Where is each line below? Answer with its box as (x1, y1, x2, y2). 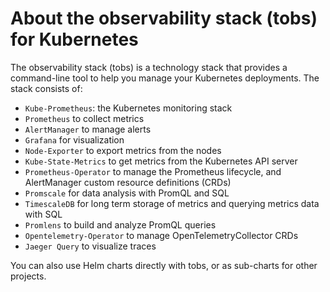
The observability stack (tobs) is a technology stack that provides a (10, 61, 288, 73)
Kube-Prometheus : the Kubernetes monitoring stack (24, 102, 233, 114)
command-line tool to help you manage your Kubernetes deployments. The (10, 72, 320, 84)
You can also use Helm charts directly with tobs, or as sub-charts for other (10, 259, 318, 271)
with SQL (24, 208, 63, 220)
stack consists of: (10, 82, 83, 94)
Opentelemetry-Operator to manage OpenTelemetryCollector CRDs (24, 229, 299, 241)
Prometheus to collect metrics (24, 112, 145, 124)
